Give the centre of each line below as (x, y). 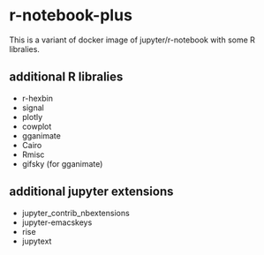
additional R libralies (66, 77)
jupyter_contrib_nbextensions (75, 213)
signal (33, 108)
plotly (32, 116)
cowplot (37, 126)
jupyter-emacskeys (57, 222)
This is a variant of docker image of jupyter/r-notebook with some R (132, 40)
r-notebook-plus (71, 15)
